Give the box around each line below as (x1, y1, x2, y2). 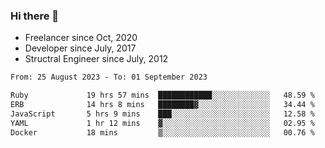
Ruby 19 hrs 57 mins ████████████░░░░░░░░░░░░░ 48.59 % (10, 90, 315, 101)
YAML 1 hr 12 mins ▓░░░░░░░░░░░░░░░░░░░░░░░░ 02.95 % (10, 118, 315, 128)
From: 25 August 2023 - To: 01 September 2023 (10, 72, 208, 83)
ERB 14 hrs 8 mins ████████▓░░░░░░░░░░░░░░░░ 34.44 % (10, 100, 315, 110)
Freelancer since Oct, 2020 (24, 32, 138, 44)
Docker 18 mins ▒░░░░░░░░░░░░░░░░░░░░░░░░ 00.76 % (10, 127, 315, 138)
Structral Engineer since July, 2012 (24, 53, 169, 65)
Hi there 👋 (10, 9, 60, 23)
